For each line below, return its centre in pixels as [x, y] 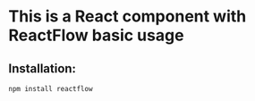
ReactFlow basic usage [96, 35]
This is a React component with [127, 17]
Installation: [42, 68]
